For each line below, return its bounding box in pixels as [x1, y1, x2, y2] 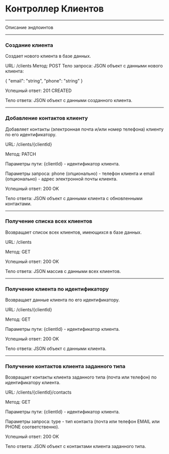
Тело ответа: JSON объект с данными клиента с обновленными [5, 195, 143, 201]
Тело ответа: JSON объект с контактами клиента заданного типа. [5, 443, 146, 449]
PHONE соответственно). [5, 424, 59, 430]
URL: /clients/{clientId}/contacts [5, 389, 72, 395]
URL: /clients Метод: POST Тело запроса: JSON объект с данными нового [5, 63, 163, 69]
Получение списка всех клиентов [5, 218, 93, 225]
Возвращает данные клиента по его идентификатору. [5, 297, 120, 303]
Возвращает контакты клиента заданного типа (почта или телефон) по [5, 374, 157, 380]
